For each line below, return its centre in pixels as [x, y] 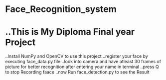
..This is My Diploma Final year [70, 32]
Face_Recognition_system [61, 9]
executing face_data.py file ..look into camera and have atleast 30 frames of [83, 62]
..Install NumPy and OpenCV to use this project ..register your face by [77, 56]
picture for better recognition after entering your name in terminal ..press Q [82, 67]
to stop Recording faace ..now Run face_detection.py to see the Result [77, 72]
